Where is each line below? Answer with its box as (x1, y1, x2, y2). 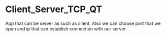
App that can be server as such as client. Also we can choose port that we (5, 20, 161, 26)
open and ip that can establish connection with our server (5, 25, 126, 31)
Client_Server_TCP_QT (5, 4, 103, 15)
